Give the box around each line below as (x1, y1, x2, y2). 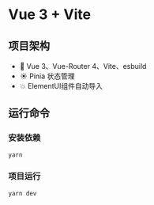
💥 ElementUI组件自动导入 (19, 82, 103, 90)
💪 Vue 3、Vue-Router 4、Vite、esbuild (19, 62, 147, 70)
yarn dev (8, 189, 37, 197)
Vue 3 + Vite (8, 6, 92, 24)
